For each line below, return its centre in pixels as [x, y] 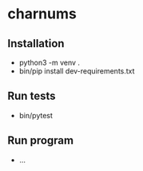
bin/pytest [36, 115]
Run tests [32, 96]
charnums [42, 14]
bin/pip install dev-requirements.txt [77, 71]
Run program [40, 141]
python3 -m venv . [50, 62]
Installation [36, 44]
